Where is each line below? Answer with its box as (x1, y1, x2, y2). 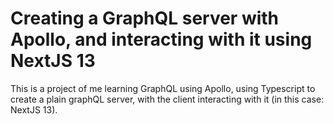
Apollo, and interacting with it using (10, 28, 313, 51)
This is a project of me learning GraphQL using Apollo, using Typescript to (10, 82, 316, 94)
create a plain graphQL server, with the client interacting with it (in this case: (10, 93, 325, 105)
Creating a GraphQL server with (10, 7, 280, 30)
